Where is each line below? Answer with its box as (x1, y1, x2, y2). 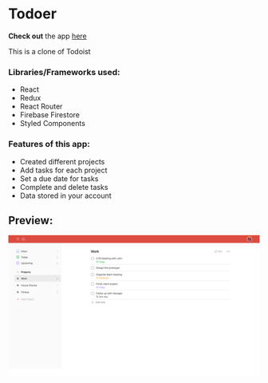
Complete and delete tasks (19, 182, 108, 191)
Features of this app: (8, 139, 90, 150)
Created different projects (19, 156, 105, 166)
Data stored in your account (19, 191, 112, 200)
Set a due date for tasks (19, 173, 99, 184)
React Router (19, 101, 63, 112)
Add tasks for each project (19, 165, 108, 175)
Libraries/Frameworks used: (8, 66, 121, 77)
